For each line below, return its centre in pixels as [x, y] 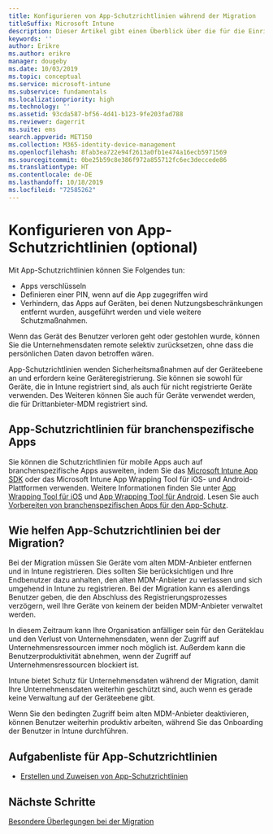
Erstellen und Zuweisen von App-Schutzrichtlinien [104, 776]
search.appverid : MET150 [50, 137]
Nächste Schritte [52, 802]
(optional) [164, 247]
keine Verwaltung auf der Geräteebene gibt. [82, 698]
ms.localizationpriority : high [61, 99]
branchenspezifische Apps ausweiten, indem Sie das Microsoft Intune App [133, 470]
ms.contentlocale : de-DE [50, 175]
